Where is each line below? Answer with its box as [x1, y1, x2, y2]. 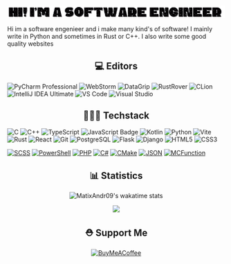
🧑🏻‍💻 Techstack [82, 109, 150, 121]
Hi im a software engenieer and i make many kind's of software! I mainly [7, 24, 213, 33]
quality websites [7, 39, 54, 48]
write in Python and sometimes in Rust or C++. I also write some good [7, 32, 207, 40]
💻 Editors [94, 60, 138, 72]
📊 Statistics [89, 170, 143, 182]
